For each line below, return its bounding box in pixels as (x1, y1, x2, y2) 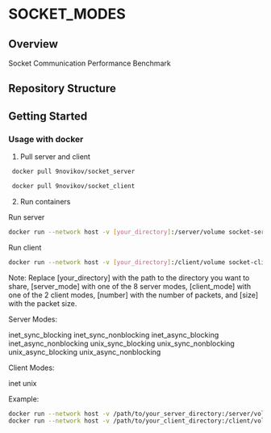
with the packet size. (8, 298, 77, 308)
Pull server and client (19, 152, 91, 162)
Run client (8, 242, 42, 252)
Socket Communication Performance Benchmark (8, 58, 171, 68)
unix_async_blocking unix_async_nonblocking (8, 347, 161, 356)
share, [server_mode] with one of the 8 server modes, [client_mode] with (8, 281, 252, 291)
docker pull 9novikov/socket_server (11, 167, 135, 176)
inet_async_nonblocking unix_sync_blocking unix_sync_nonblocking (8, 338, 236, 348)
